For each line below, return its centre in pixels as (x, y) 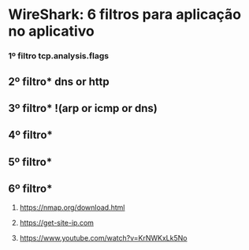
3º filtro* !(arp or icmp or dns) (83, 108)
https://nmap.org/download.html (72, 207)
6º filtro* (30, 189)
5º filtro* (30, 162)
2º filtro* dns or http (59, 82)
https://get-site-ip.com (57, 223)
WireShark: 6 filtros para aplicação (125, 15)
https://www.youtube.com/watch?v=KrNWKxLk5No (103, 238)
